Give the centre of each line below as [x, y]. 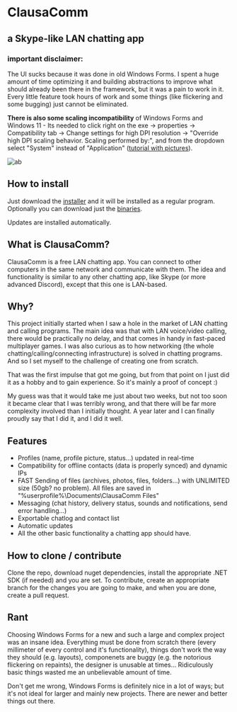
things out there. [31, 701]
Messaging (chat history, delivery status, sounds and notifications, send [122, 503]
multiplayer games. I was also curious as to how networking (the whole [111, 346]
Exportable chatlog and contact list [68, 519]
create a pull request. [38, 595]
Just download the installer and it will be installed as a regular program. [111, 201]
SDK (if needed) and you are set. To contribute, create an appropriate [109, 580]
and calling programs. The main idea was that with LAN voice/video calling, [117, 331]
